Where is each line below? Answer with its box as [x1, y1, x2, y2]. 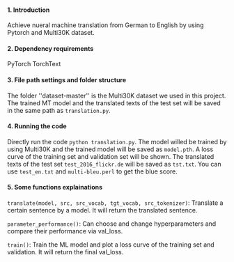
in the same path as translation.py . [7, 106, 111, 114]
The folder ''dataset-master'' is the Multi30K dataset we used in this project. [7, 91, 226, 100]
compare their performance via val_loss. [7, 227, 123, 236]
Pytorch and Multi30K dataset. [7, 29, 95, 37]
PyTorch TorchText [7, 60, 61, 68]
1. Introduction [7, 6, 50, 14]
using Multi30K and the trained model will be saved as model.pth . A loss [7, 145, 214, 153]
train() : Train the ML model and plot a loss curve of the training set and [7, 240, 214, 249]
